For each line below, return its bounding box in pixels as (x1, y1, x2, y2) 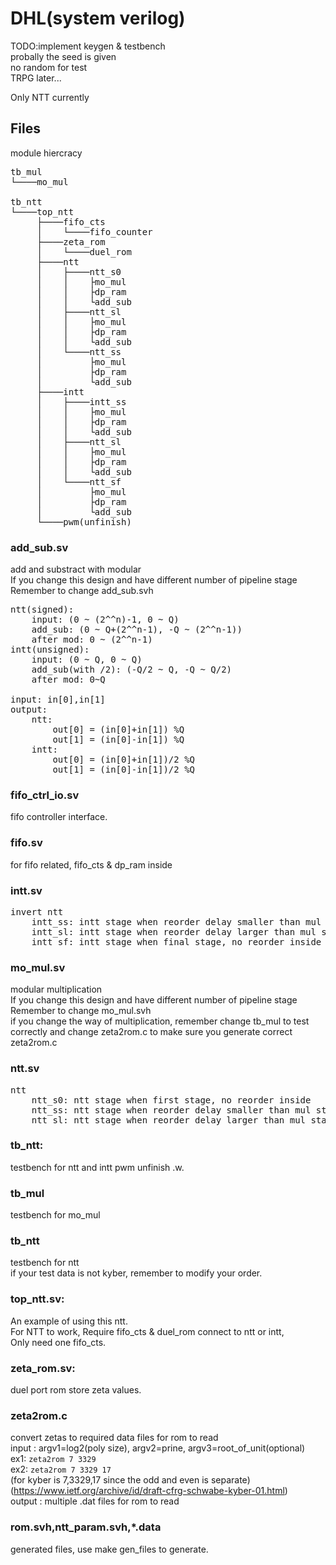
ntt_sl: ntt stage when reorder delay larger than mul (31, 1114, 307, 1126)
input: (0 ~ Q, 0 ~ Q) (31, 654, 143, 666)
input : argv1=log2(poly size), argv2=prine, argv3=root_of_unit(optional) (10, 1442, 306, 1454)
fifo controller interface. (10, 811, 108, 823)
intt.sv (10, 883, 43, 897)
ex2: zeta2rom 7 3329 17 (10, 1463, 112, 1476)
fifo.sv (10, 836, 43, 850)
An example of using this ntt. (10, 1315, 128, 1327)
